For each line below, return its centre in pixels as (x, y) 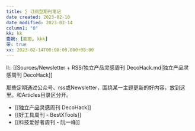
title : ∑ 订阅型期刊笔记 (33, 12)
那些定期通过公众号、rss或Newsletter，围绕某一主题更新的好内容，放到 (93, 87)
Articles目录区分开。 (47, 94)
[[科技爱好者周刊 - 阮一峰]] (47, 122)
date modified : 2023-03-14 (39, 22)
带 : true (16, 45)
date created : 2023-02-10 (38, 17)
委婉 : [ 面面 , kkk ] (27, 39)
